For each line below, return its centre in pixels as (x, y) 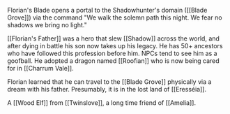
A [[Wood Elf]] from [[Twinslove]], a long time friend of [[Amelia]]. (102, 103)
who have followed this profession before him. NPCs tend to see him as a (112, 53)
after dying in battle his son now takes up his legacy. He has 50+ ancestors (115, 46)
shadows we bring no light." (47, 25)
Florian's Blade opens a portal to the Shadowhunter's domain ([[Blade (107, 10)
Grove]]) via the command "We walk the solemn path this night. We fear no (115, 17)
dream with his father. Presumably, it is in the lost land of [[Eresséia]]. (107, 89)
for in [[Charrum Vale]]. (41, 68)
